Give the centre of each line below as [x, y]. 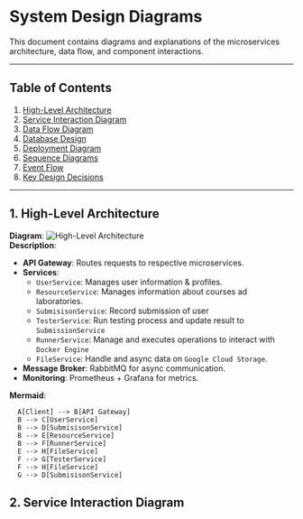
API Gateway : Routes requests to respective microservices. [133, 263]
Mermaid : [28, 395]
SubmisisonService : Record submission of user [122, 310]
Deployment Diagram [62, 148]
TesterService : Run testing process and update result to [140, 320]
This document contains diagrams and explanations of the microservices [145, 42]
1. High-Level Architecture [84, 214]
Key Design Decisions [63, 177]
